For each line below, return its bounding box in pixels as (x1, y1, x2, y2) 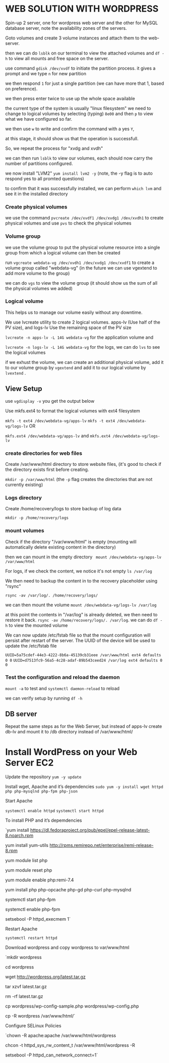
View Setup (5, 385, 42, 393)
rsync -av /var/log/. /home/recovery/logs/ (5, 593, 98, 598)
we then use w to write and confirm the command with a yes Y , (5, 126, 135, 132)
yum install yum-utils (5, 842, 49, 848)
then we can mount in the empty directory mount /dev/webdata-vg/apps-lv (5, 554, 161, 560)
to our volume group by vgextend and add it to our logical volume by (5, 364, 146, 370)
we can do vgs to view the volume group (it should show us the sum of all (5, 280, 158, 286)
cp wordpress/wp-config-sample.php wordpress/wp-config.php (5, 1003, 139, 1009)
